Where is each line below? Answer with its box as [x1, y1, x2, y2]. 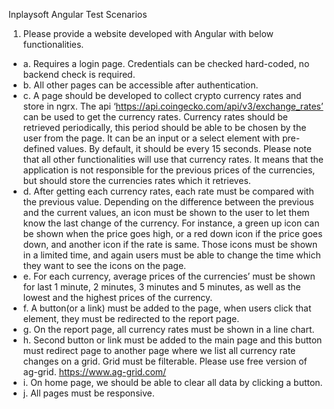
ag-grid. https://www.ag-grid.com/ [22, 366, 167, 378]
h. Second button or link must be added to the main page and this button [22, 334, 323, 346]
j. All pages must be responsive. [22, 387, 155, 399]
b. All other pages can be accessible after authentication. [22, 79, 259, 91]
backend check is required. [22, 69, 136, 80]
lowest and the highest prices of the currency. [22, 292, 213, 303]
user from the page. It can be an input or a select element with [22, 132, 281, 144]
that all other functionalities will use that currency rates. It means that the [22, 154, 324, 165]
